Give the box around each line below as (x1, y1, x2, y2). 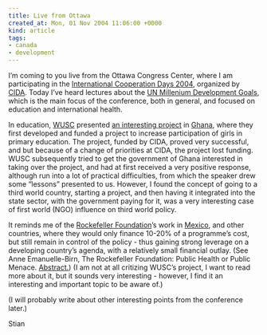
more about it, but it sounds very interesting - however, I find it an (8, 271, 223, 280)
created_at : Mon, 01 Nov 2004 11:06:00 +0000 (8, 19, 162, 27)
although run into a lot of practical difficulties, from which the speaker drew (8, 171, 257, 180)
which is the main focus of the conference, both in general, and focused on (8, 97, 256, 105)
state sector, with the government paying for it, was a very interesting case (8, 196, 254, 206)
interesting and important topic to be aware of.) (8, 280, 163, 289)
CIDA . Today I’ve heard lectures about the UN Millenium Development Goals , (8, 88, 260, 97)
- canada (8, 41, 37, 49)
